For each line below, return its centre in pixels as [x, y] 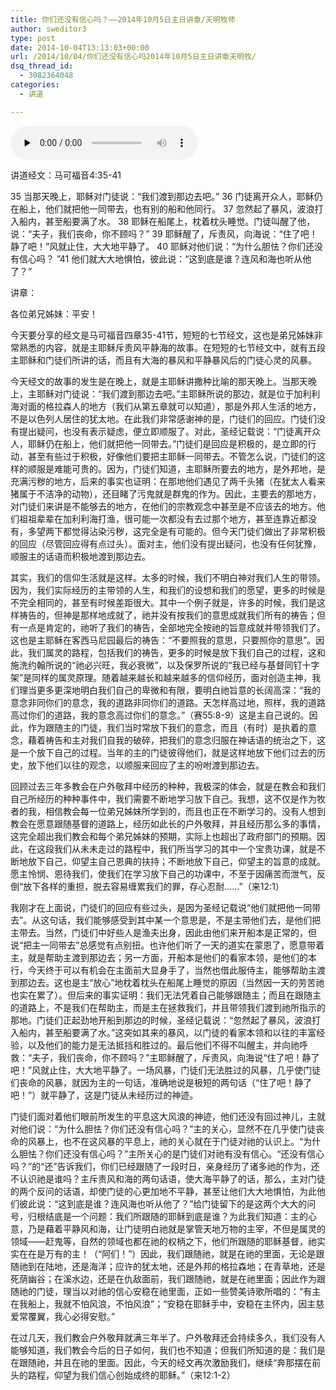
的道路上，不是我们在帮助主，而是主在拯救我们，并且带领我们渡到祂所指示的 [168, 1007]
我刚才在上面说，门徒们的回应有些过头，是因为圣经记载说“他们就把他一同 [161, 907]
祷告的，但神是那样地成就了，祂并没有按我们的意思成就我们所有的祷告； [167, 615]
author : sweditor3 [48, 29]
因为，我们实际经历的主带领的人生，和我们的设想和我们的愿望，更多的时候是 [168, 590]
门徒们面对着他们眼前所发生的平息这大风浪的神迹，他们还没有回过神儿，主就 [168, 1116]
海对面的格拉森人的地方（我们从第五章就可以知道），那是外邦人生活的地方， [166, 406]
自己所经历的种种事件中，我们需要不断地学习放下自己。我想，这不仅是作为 [163, 798]
